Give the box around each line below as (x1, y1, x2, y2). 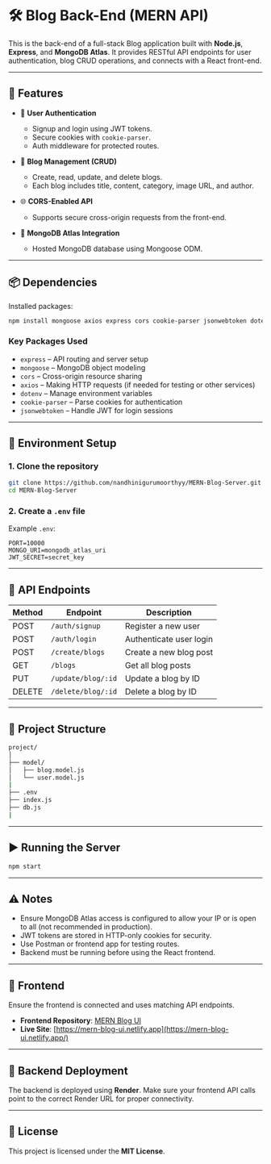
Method (12, 607, 44, 618)
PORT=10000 (8, 540, 45, 548)
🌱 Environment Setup (8, 436, 117, 450)
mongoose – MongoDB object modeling (19, 362, 146, 372)
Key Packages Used (8, 336, 89, 347)
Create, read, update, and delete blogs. (31, 172, 163, 181)
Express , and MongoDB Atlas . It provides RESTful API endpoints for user (8, 47, 252, 56)
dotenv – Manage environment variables (19, 388, 153, 398)
